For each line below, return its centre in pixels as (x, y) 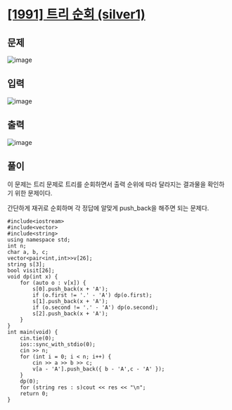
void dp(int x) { (33, 277)
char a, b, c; (28, 252)
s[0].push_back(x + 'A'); (71, 289)
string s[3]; (26, 264)
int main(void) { (33, 332)
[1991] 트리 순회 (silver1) (76, 14)
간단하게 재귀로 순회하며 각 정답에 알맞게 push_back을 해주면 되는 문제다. (108, 208)
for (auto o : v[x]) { (53, 283)
